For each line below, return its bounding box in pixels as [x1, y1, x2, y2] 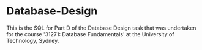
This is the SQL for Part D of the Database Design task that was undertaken [6, 24, 196, 31]
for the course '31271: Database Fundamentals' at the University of [6, 30, 174, 37]
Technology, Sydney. [6, 37, 59, 44]
